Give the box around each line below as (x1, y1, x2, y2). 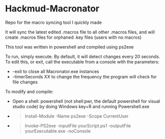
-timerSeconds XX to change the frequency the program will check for (12, 73, 157, 79)
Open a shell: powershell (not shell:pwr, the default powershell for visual (12, 98, 161, 104)
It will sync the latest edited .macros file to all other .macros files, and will (5, 29, 155, 35)
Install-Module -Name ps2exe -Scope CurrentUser (24, 113, 129, 119)
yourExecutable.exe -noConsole (24, 128, 91, 134)
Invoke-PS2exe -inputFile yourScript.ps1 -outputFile (24, 123, 131, 129)
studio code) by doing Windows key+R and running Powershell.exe (12, 103, 150, 109)
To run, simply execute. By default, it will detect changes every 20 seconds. (5, 53, 161, 60)
